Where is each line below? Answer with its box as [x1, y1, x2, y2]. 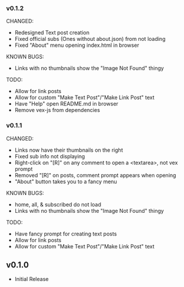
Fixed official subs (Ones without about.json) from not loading [14, 36, 166, 43]
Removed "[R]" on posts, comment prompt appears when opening [14, 171, 176, 178]
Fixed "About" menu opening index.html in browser [14, 42, 140, 49]
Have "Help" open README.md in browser [14, 100, 118, 107]
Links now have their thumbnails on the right [14, 146, 123, 154]
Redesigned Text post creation [14, 29, 90, 36]
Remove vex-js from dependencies [14, 107, 101, 114]
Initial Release [14, 276, 49, 283]
